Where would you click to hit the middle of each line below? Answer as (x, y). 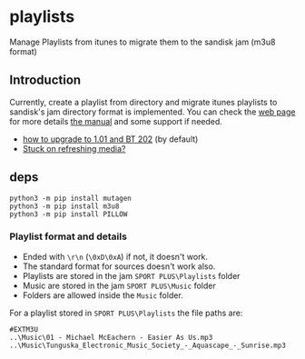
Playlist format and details (68, 236)
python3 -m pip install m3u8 (64, 206)
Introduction (45, 80)
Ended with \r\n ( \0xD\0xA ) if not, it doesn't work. (115, 256)
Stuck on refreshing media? (74, 148)
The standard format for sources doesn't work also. (119, 266)
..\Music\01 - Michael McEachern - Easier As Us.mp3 (111, 337)
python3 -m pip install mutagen (70, 198)
